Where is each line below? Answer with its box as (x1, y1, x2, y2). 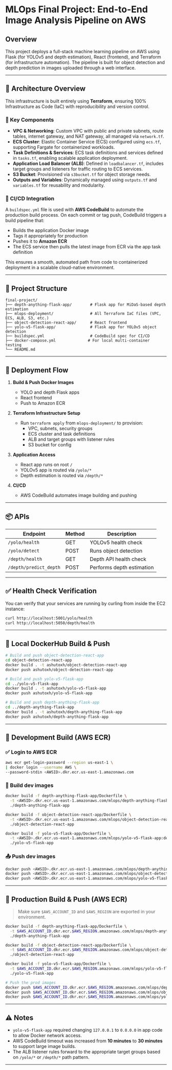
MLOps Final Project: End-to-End (5, 4, 148, 15)
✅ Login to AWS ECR (5, 748, 57, 756)
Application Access (12, 452, 56, 458)
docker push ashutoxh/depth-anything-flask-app (5, 714, 109, 719)
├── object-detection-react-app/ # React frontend (5, 320, 127, 326)
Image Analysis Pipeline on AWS (5, 14, 146, 26)
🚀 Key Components (5, 116, 54, 123)
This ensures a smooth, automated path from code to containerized (5, 259, 148, 265)
